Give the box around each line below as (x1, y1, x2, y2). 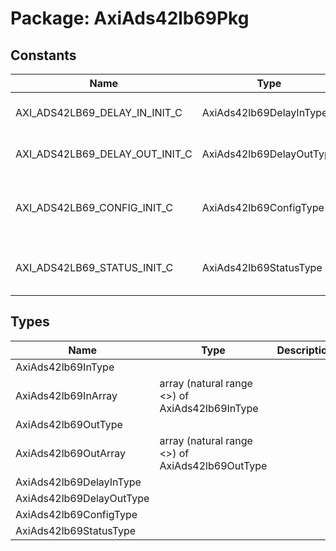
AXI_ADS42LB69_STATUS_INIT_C (15, 261, 174, 274)
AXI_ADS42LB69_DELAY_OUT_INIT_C (15, 147, 193, 161)
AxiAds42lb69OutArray (15, 446, 127, 460)
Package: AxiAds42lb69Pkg (10, 7, 250, 30)
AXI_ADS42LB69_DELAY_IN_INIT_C (15, 106, 183, 119)
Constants (10, 47, 77, 64)
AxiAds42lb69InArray (15, 388, 118, 402)
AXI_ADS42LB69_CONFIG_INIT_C (15, 201, 173, 214)
